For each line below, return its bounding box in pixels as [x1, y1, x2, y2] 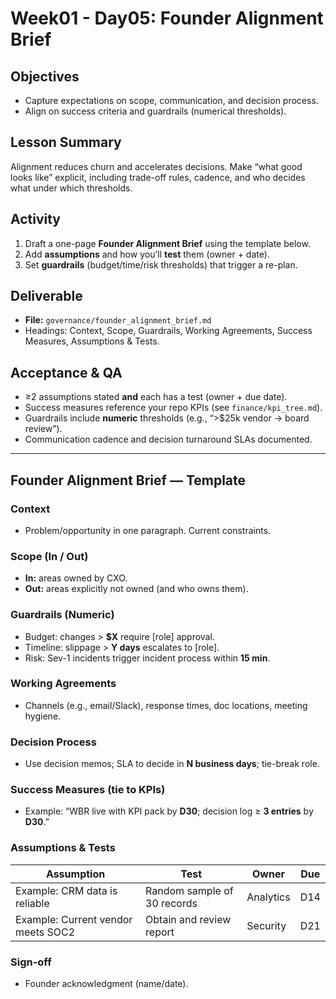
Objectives [10, 68, 80, 85]
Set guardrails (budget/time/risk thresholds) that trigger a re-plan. [24, 258, 298, 271]
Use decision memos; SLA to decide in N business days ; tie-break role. [24, 758, 320, 770]
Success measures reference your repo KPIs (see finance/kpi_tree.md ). [24, 402, 323, 414]
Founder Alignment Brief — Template [10, 472, 247, 489]
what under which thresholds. [10, 182, 133, 194]
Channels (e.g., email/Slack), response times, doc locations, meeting [24, 699, 308, 711]
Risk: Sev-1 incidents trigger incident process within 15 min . [24, 652, 271, 664]
